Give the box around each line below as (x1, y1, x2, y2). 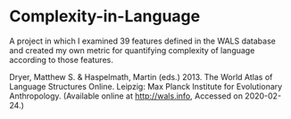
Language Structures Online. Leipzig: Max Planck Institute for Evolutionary (9, 81, 283, 91)
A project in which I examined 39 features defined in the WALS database (9, 36, 277, 46)
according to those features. (9, 54, 113, 65)
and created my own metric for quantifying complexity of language (9, 44, 255, 55)
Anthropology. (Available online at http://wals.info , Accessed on (9, 91, 244, 101)
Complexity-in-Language (9, 6, 201, 27)
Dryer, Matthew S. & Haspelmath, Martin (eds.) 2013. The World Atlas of (9, 71, 273, 82)
